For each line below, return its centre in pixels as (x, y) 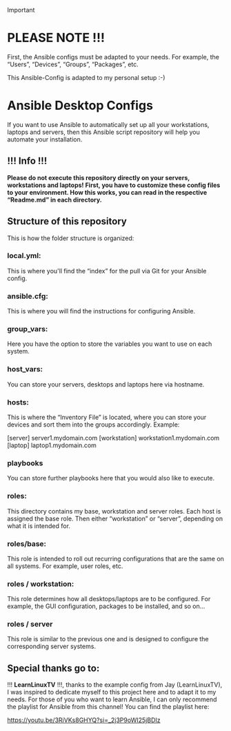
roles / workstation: (41, 584)
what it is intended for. (39, 526)
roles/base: (27, 543)
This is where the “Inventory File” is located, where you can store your (107, 417)
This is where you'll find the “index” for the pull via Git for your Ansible (107, 271)
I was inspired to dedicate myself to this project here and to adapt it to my (112, 692)
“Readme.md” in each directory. (54, 199)
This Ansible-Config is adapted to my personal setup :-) (86, 77)
